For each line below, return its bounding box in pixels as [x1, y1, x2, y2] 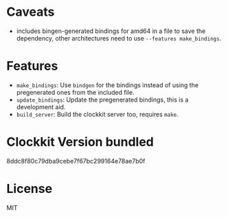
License [6, 181, 53, 196]
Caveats [6, 4, 55, 20]
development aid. [16, 102, 66, 111]
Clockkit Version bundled [6, 135, 154, 150]
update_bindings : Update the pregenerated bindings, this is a [16, 95, 189, 104]
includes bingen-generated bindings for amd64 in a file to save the [16, 27, 206, 35]
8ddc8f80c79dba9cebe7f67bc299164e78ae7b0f [6, 157, 146, 165]
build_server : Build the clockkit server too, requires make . [16, 110, 179, 118]
